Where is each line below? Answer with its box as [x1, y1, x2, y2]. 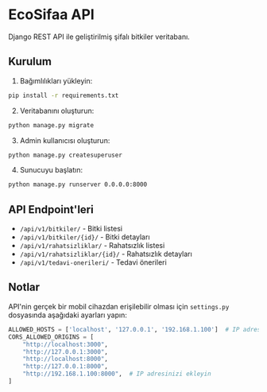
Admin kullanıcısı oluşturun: [19, 135, 110, 145]
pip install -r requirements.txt [8, 91, 119, 99]
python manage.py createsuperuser [8, 151, 123, 159]
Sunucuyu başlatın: [19, 165, 83, 175]
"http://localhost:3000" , [22, 340, 109, 348]
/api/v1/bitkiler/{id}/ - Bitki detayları [19, 232, 150, 242]
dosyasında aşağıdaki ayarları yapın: [8, 310, 127, 320]
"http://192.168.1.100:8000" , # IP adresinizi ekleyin [22, 370, 212, 378]
